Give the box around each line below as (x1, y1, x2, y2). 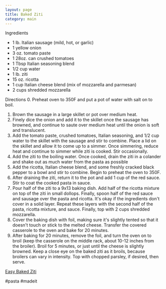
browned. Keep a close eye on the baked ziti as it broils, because (12, 248, 145, 254)
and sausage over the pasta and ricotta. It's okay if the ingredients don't (12, 196, 160, 202)
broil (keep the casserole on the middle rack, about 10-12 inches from (12, 238, 155, 244)
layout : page (5, 7, 32, 12)
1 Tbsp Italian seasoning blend (12, 60, 75, 67)
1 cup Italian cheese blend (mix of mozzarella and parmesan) (12, 82, 137, 88)
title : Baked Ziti (5, 12, 43, 17)
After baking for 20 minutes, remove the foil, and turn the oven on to (12, 232, 152, 238)
